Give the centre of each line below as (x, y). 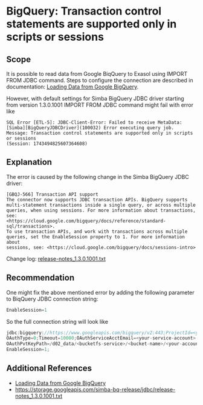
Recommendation (40, 278)
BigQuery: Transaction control (84, 11)
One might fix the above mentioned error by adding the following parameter (100, 292)
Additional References (49, 368)
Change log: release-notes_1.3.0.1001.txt (56, 258)
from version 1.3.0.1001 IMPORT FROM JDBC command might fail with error (100, 105)
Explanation (29, 162)
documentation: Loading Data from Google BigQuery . (72, 87)
